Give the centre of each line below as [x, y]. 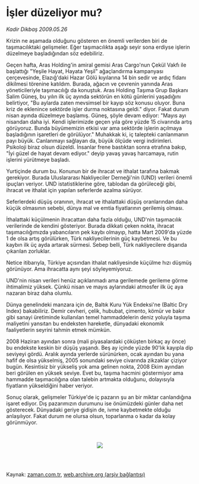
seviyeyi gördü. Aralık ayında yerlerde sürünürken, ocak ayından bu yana [95, 354]
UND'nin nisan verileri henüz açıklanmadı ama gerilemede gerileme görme [97, 280]
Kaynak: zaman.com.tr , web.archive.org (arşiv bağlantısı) [76, 474]
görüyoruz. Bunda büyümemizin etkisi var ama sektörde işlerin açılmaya [94, 128]
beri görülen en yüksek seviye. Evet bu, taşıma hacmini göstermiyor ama [95, 373]
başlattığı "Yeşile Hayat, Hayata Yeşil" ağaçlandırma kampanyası [85, 71]
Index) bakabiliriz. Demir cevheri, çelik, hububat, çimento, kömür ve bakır [96, 311]
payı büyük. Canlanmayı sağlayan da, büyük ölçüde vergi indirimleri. [89, 140]
